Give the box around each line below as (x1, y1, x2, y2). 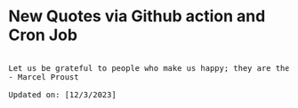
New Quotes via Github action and (8, 6, 266, 27)
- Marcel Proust (8, 72, 79, 81)
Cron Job (8, 25, 77, 45)
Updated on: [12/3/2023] (8, 89, 117, 99)
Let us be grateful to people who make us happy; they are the (8, 63, 290, 73)
